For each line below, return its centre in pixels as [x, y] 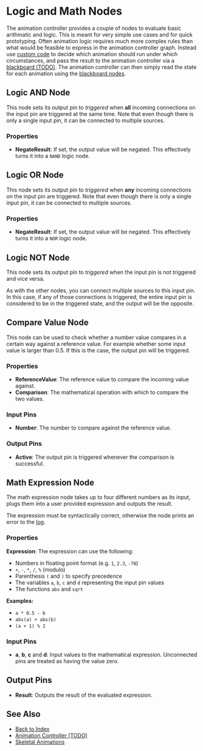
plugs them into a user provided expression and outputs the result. [90, 504]
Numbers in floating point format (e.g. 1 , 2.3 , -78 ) [77, 563]
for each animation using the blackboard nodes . [66, 73]
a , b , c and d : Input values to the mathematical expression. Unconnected [106, 655]
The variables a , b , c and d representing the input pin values [89, 582]
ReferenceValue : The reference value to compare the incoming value [102, 379]
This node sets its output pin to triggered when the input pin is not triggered [101, 272]
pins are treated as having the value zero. [67, 661]
